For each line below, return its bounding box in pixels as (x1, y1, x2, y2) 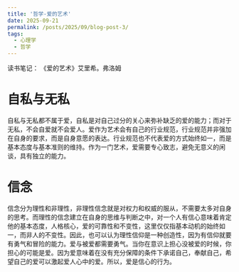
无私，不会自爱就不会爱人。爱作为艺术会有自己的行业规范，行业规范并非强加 (7, 125, 232, 134)
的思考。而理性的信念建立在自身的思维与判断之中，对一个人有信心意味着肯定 (7, 212, 232, 221)
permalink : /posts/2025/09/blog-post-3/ (7, 23, 129, 31)
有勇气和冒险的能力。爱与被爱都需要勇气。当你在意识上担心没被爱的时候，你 (7, 239, 232, 248)
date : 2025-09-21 (7, 17, 59, 24)
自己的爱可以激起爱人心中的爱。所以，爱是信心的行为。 (13, 257, 176, 266)
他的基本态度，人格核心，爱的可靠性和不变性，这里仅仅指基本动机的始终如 (7, 222, 225, 230)
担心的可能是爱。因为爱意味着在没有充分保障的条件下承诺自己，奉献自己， (7, 248, 225, 256)
